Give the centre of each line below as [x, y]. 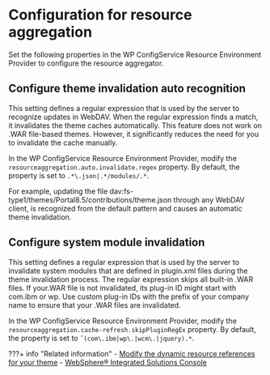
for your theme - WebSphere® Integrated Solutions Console [108, 362]
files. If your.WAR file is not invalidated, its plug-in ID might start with [122, 288]
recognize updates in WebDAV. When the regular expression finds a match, [133, 117]
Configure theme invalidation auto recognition [127, 89]
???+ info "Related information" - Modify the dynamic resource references [132, 353]
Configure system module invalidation [107, 243]
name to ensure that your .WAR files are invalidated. [95, 305]
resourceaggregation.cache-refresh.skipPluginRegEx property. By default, [133, 329]
